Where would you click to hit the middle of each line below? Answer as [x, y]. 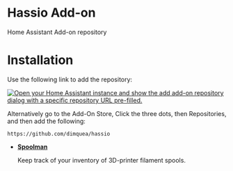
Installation [40, 60]
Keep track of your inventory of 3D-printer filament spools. [102, 160]
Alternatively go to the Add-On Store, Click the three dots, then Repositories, [117, 113]
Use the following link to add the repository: [70, 79]
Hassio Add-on [51, 13]
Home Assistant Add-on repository [57, 32]
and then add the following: [46, 121]
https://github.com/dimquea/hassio [59, 133]
